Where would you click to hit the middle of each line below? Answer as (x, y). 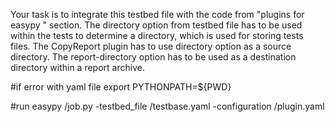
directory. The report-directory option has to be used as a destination (153, 57)
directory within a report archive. (77, 67)
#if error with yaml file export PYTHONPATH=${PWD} (121, 87)
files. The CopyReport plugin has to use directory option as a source (151, 46)
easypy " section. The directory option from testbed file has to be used (156, 25)
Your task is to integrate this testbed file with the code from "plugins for (157, 14)
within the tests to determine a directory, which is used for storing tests (157, 35)
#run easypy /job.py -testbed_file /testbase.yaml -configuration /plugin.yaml (167, 106)
